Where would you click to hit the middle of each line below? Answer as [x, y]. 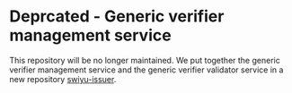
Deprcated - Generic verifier [117, 17]
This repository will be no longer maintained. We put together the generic [145, 60]
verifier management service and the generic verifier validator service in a [146, 70]
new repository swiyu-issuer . [63, 79]
